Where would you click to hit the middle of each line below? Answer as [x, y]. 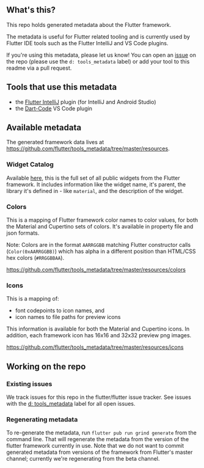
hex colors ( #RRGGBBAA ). [35, 258]
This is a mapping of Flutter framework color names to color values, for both [102, 220]
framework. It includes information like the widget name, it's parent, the [96, 184]
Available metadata [44, 128]
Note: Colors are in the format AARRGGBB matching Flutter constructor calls [99, 245]
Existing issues [29, 384]
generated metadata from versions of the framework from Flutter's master [100, 452]
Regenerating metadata [42, 419]
